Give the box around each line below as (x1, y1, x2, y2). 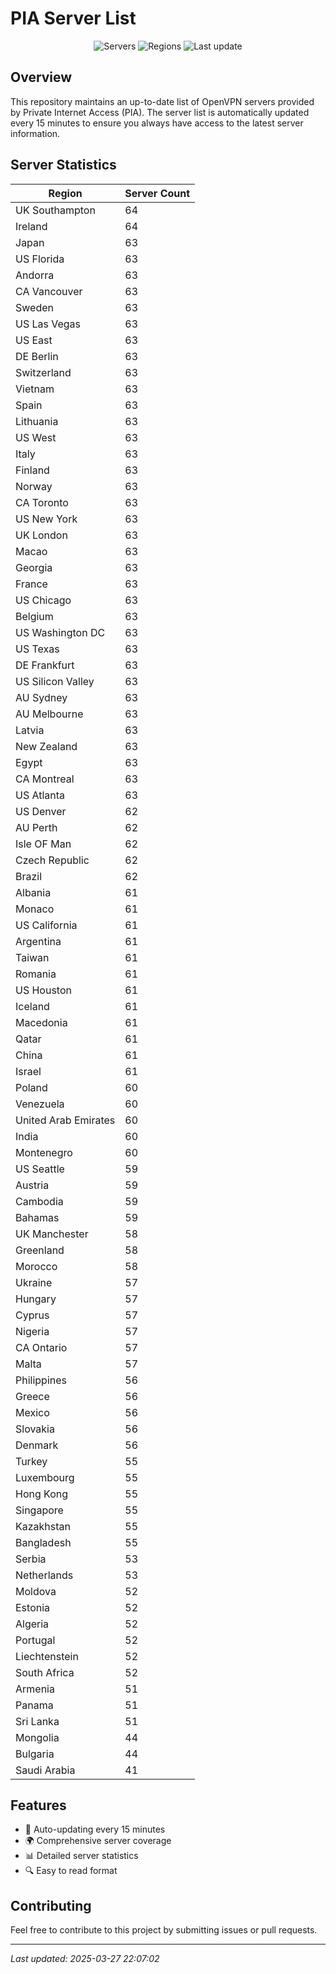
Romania (15, 967, 57, 981)
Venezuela (15, 1097, 65, 1111)
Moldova (15, 1584, 57, 1598)
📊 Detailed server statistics (24, 1850, 139, 1862)
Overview (10, 69, 73, 86)
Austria (15, 1178, 50, 1192)
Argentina (15, 934, 62, 948)
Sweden (15, 300, 54, 314)
